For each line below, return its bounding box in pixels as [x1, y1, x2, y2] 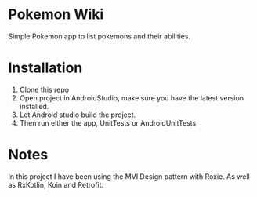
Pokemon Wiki [8, 5, 104, 24]
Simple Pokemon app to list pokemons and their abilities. [8, 31, 190, 41]
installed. [19, 101, 49, 111]
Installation [8, 59, 83, 77]
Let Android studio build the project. [19, 110, 136, 119]
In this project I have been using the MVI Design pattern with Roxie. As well [8, 171, 250, 181]
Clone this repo [19, 85, 69, 94]
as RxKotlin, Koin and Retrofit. [8, 180, 104, 189]
